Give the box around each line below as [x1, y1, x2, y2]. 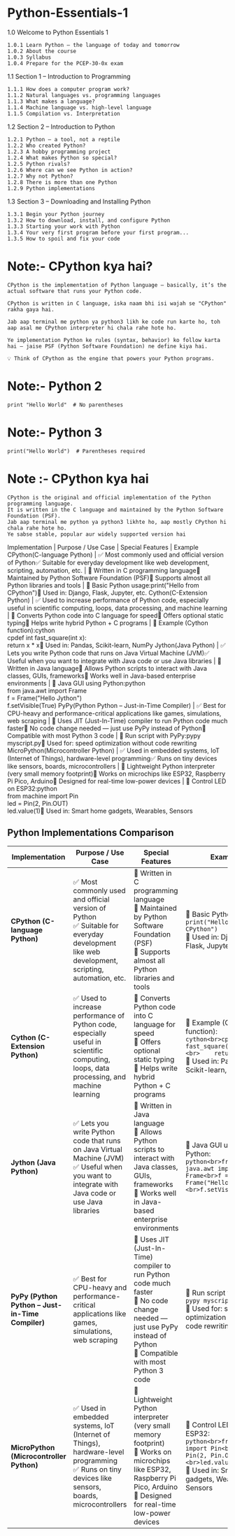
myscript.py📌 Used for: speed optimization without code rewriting [7, 739, 197, 747]
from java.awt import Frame [7, 686, 87, 695]
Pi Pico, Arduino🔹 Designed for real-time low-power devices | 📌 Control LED [7, 776, 227, 785]
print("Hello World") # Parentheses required [7, 448, 145, 455]
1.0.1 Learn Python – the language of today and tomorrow [7, 41, 180, 48]
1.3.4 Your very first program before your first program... [7, 229, 190, 236]
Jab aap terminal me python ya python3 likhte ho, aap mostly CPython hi [7, 518, 227, 525]
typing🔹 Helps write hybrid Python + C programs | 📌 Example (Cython [7, 618, 208, 627]
